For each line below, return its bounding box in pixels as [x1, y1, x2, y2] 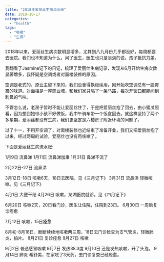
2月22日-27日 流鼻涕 [5, 164, 47, 170]
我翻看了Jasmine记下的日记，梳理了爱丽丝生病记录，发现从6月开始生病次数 [5, 65, 158, 71]
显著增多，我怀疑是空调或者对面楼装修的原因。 [5, 71, 99, 77]
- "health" [9, 21, 32, 26]
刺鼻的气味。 [5, 94, 31, 100]
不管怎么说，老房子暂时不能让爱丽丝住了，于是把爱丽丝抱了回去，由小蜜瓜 [5, 104, 155, 110]
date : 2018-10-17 [5, 12, 41, 17]
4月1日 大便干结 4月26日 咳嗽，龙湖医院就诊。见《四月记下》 [5, 191, 128, 197]
